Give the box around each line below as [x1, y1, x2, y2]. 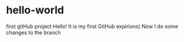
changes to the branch [6, 29, 61, 36]
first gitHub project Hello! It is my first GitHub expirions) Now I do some [6, 23, 178, 30]
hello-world [6, 3, 65, 17]
